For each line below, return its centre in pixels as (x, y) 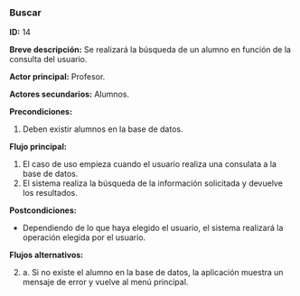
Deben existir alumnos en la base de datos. (103, 129)
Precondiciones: (41, 112)
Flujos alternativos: (47, 255)
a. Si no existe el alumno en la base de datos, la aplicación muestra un (153, 273)
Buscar (26, 13)
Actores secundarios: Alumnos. (69, 94)
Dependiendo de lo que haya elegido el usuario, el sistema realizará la (153, 228)
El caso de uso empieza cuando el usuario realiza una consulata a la (150, 164)
